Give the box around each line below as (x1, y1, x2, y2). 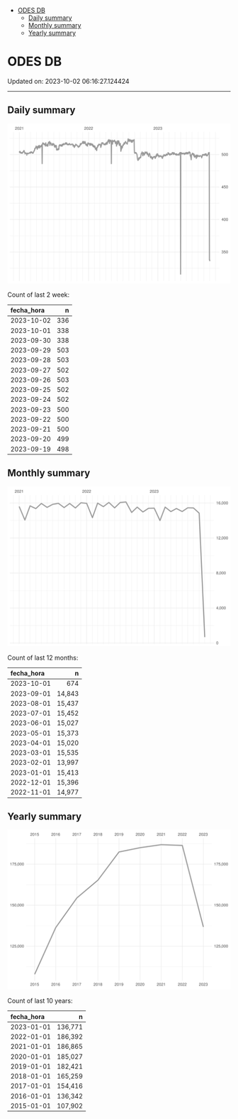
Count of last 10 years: (7, 997, 73, 1005)
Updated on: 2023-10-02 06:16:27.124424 (7, 77, 130, 85)
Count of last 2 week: (7, 290, 70, 299)
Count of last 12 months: (7, 653, 79, 662)
